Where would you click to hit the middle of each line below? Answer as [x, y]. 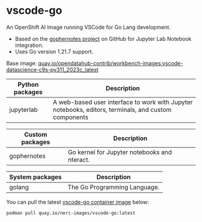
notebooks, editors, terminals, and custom [112, 109]
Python [28, 84]
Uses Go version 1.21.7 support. [54, 51]
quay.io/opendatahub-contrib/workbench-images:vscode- [111, 63]
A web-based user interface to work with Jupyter [123, 102]
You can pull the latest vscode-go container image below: [78, 202]
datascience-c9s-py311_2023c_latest [53, 69]
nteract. [79, 159]
